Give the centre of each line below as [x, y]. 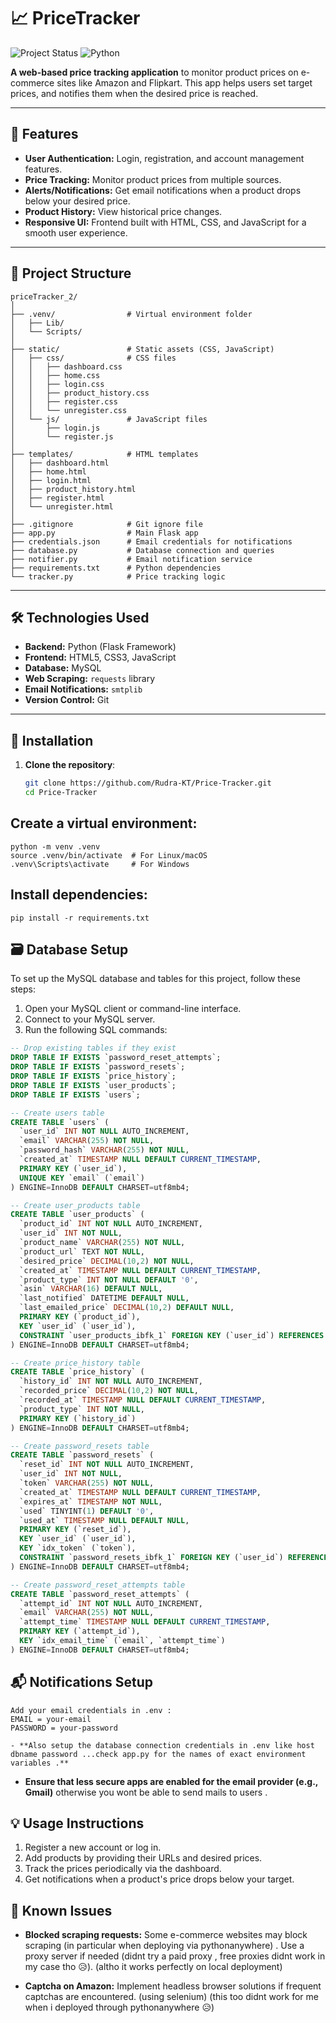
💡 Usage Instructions [77, 1823]
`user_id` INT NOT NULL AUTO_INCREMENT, [104, 1131]
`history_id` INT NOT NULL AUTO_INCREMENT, [111, 1381]
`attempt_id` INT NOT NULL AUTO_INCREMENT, [111, 1603]
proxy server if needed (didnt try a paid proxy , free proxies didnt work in [175, 1956]
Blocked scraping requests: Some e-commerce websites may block [166, 1935]
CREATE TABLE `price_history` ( [77, 1372]
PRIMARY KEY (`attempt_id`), [80, 1631]
